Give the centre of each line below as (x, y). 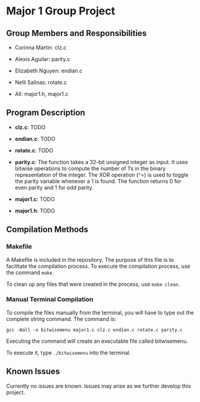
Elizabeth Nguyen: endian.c (49, 71)
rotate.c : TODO (34, 150)
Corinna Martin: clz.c (41, 47)
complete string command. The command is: (61, 319)
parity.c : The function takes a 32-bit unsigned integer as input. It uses (101, 162)
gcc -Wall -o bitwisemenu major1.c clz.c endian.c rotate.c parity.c (95, 330)
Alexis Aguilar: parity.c (42, 59)
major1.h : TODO (35, 210)
